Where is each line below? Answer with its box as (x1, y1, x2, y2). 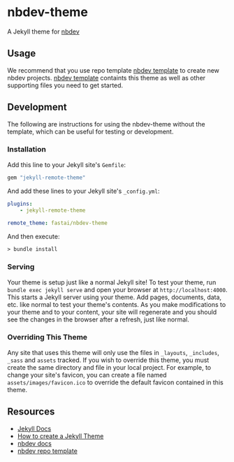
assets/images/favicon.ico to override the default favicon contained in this (7, 378, 224, 387)
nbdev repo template (17, 447, 78, 455)
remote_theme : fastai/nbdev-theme (7, 219, 108, 227)
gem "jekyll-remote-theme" (7, 174, 86, 181)
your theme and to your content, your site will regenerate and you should (7, 308, 217, 316)
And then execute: (7, 232, 60, 241)
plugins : (7, 200, 33, 207)
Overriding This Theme (7, 333, 88, 342)
